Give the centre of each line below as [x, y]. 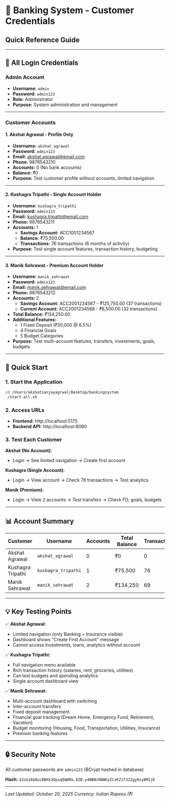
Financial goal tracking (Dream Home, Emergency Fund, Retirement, [83, 717]
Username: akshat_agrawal [41, 146]
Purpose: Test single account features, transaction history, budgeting [85, 249]
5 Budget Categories [42, 336]
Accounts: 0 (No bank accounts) [47, 167]
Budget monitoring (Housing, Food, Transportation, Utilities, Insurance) [87, 728]
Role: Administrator [33, 99]
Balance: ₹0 [25, 172]
